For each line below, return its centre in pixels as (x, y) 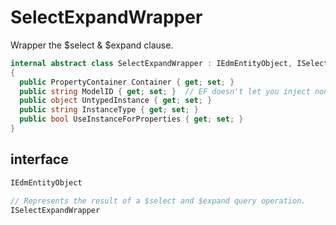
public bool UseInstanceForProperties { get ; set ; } (131, 119)
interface (39, 159)
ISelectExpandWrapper (55, 210)
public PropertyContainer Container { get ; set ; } (127, 82)
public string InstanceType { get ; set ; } (109, 110)
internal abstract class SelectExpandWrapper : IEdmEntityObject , (151, 63)
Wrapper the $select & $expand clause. (92, 45)
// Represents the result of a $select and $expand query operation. (158, 201)
